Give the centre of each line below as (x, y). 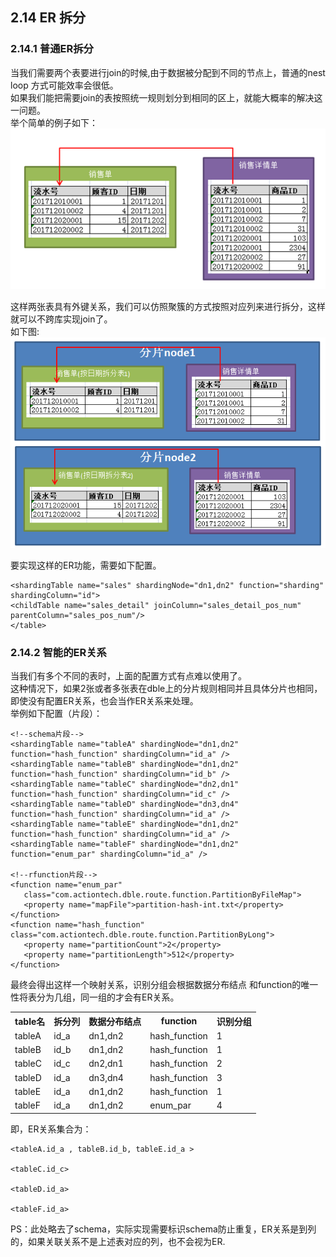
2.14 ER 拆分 (48, 18)
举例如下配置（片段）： (56, 714)
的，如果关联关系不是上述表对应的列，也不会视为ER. (118, 1241)
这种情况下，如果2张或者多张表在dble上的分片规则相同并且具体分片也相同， (166, 689)
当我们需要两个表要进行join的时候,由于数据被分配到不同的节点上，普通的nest (168, 72)
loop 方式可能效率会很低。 (64, 85)
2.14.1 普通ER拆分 (52, 49)
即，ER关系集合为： (51, 1129)
